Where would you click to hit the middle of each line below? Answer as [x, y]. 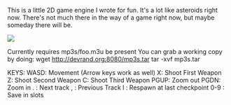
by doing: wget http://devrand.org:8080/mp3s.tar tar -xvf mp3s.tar [104, 59]
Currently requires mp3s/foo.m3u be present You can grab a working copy [115, 51]
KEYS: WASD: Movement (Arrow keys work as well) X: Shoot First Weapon [114, 72]
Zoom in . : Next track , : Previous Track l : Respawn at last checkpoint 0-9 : [116, 87]
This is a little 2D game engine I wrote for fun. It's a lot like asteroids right [113, 10]
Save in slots [26, 95]
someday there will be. [40, 25]
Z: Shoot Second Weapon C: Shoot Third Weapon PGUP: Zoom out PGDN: [114, 80]
